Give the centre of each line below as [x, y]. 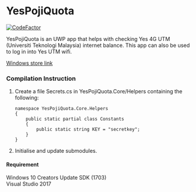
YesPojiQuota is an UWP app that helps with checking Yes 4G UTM [88, 39]
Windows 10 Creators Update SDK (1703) [56, 178]
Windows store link [30, 63]
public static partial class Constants [75, 119]
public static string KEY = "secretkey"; [88, 130]
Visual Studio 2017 [29, 184]
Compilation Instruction [41, 78]
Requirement [23, 164]
